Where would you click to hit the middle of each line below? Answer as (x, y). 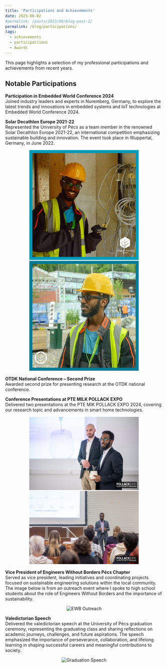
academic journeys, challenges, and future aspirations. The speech (74, 634)
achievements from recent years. (39, 68)
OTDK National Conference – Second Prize (50, 379)
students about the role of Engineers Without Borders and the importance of (84, 594)
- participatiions (29, 43)
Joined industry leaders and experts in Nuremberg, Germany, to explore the (83, 101)
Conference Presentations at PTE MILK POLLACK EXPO (64, 399)
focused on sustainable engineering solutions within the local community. (81, 583)
